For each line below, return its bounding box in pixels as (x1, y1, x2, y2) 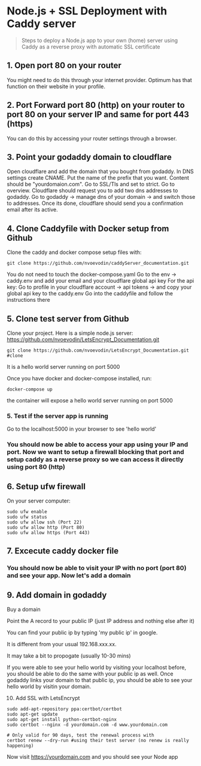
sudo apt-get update (7, 711, 59, 717)
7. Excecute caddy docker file (7, 546, 119, 556)
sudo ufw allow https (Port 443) (7, 530, 90, 536)
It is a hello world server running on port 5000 (7, 364, 120, 370)
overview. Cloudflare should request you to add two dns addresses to (7, 187, 178, 194)
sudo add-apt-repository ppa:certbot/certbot (7, 706, 122, 712)
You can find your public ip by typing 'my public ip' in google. (7, 629, 158, 636)
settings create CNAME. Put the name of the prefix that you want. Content (7, 174, 190, 181)
